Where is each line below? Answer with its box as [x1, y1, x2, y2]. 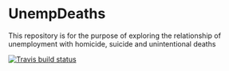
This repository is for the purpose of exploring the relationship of [8, 31, 222, 40]
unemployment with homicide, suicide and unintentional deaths [8, 39, 216, 48]
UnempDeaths [8, 5, 106, 23]
